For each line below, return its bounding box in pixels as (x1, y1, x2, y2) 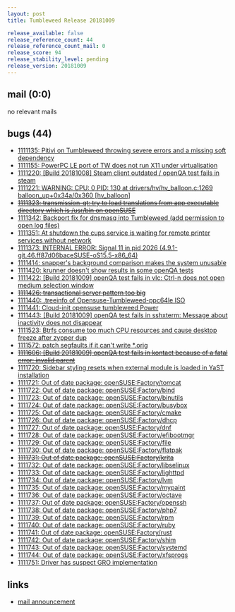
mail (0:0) (7, 89, 52, 101)
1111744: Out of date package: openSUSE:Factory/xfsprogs (17, 551, 188, 559)
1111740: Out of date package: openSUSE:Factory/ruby (17, 521, 176, 530)
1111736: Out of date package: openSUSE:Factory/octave (17, 491, 182, 499)
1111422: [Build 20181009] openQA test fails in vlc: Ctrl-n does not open (17, 274, 225, 282)
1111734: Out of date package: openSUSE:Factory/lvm (17, 476, 173, 484)
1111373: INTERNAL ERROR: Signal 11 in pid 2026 (17, 244, 158, 252)
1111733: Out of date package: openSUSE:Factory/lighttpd (17, 468, 185, 477)
